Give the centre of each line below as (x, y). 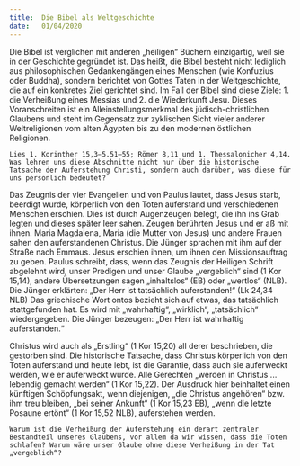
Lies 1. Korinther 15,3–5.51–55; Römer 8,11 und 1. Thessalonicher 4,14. (150, 154)
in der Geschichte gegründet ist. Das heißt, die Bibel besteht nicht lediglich (147, 61)
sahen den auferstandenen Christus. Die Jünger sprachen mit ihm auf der (146, 242)
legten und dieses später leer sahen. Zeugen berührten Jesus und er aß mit (149, 223)
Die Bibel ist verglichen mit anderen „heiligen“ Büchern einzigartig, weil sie (147, 51)
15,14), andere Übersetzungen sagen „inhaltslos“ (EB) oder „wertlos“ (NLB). (148, 281)
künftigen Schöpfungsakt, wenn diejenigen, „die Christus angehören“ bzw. (147, 393)
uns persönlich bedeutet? (57, 178)
